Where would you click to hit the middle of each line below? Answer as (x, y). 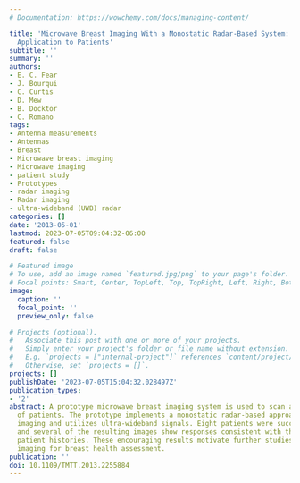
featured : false (39, 241)
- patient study (39, 175)
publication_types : (46, 390)
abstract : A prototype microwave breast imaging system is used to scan (147, 407)
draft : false (33, 250)
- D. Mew (25, 100)
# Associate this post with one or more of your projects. (125, 341)
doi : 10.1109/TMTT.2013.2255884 (69, 465)
